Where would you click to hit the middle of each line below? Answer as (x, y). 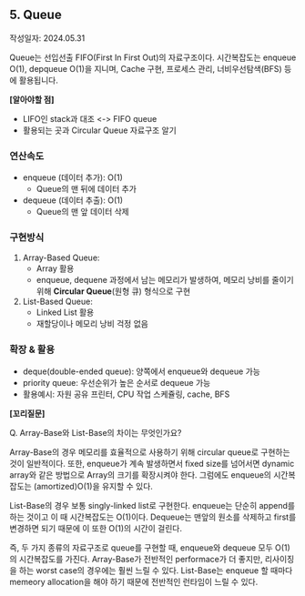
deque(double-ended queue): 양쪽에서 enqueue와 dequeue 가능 (142, 371)
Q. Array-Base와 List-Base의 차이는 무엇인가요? (96, 432)
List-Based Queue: (57, 302)
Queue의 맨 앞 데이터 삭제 (82, 212)
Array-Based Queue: (61, 258)
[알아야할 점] (32, 99)
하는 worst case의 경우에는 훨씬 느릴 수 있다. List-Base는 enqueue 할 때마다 (156, 570)
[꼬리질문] (27, 413)
